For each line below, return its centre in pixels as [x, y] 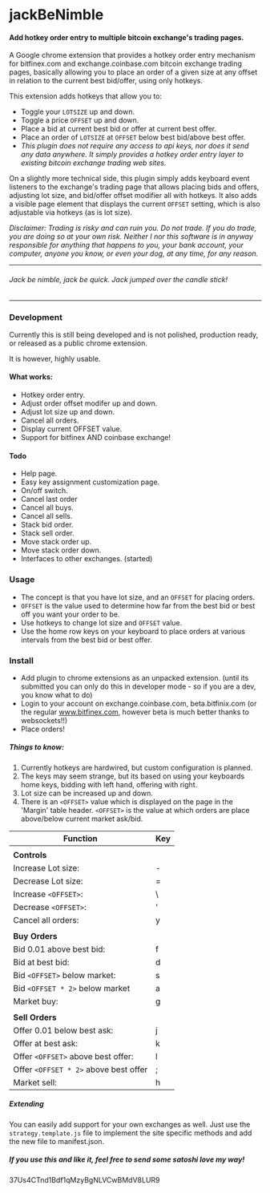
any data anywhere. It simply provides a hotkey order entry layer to [132, 155]
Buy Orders [36, 936]
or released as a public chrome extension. [78, 343]
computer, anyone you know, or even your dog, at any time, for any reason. [134, 253]
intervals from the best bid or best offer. [87, 640]
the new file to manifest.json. [57, 1141]
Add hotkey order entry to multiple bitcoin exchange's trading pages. [127, 37]
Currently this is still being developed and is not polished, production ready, [134, 334]
